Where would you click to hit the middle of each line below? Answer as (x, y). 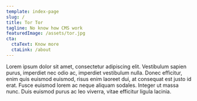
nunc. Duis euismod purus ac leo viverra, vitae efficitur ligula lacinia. (89, 91)
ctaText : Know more (35, 45)
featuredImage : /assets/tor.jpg (46, 33)
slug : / (16, 17)
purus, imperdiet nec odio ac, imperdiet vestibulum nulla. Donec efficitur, (94, 73)
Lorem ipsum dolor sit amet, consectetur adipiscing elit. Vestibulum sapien (96, 66)
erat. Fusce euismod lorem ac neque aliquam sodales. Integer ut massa (92, 85)
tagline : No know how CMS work (44, 28)
